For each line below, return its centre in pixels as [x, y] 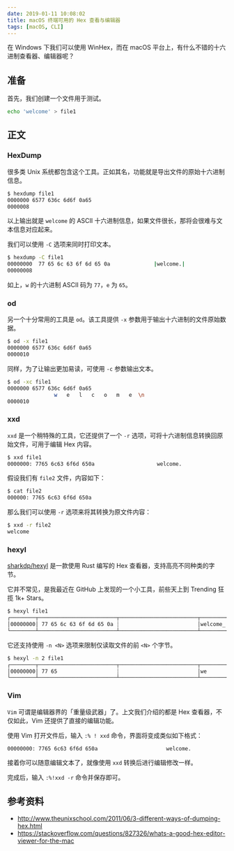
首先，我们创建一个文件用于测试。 [56, 99]
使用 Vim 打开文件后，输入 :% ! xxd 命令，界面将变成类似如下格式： [105, 735]
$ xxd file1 [24, 457]
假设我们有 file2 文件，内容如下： [56, 478]
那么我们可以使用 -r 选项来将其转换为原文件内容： [79, 512]
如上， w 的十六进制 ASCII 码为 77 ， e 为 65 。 [70, 285]
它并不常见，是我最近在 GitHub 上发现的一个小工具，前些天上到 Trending [112, 589]
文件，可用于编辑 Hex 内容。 [54, 444]
